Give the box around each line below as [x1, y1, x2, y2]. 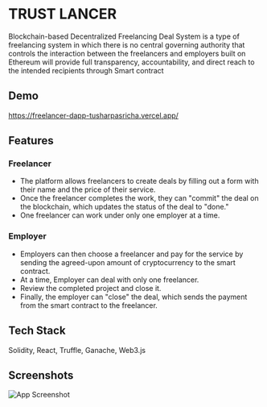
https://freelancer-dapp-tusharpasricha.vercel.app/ [8, 110, 179, 120]
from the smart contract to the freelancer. [19, 300, 158, 310]
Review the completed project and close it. [19, 283, 162, 293]
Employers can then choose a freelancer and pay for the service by [19, 249, 244, 259]
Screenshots [8, 368, 74, 382]
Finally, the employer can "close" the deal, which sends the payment [19, 292, 248, 301]
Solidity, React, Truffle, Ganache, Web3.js [8, 345, 146, 355]
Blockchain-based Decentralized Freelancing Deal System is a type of [8, 31, 240, 41]
